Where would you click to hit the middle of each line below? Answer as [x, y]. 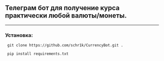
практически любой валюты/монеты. [66, 16]
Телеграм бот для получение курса [62, 8]
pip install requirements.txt [38, 54]
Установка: [19, 35]
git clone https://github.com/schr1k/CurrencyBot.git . [65, 45]
